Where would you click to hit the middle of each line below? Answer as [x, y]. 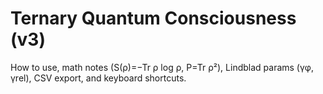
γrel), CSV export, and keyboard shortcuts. [98, 78]
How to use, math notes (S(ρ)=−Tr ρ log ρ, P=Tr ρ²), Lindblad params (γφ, [162, 67]
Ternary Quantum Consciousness [153, 18]
